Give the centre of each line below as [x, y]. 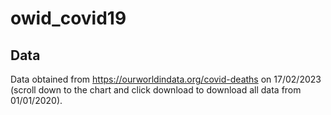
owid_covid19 [68, 18]
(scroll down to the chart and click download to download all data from [156, 90]
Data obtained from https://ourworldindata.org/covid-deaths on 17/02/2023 [166, 79]
